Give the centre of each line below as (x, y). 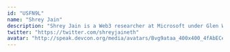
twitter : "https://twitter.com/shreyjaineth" (73, 32)
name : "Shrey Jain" (35, 20)
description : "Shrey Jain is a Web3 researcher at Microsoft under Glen (113, 26)
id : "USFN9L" (26, 13)
